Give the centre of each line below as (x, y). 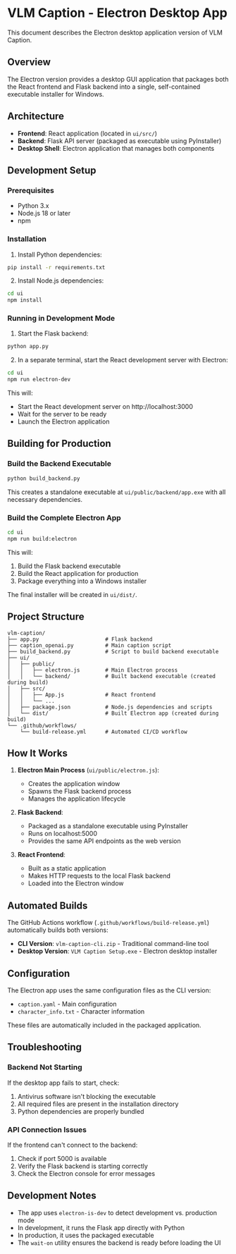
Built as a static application (67, 868)
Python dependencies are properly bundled (81, 1111)
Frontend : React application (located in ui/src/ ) (87, 133)
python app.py (28, 347)
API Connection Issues (47, 1129)
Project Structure (46, 617)
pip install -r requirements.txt (56, 267)
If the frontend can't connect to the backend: (73, 1145)
